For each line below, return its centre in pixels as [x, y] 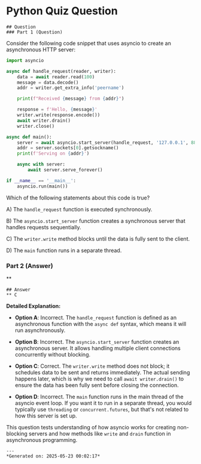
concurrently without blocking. [53, 354]
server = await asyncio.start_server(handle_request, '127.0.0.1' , [103, 142]
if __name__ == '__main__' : [41, 180]
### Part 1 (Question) [34, 32]
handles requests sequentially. [44, 227]
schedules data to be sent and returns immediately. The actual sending [102, 372]
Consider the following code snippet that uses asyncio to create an [89, 43]
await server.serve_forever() [65, 170]
